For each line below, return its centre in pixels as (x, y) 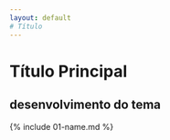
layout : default (40, 18)
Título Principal (69, 71)
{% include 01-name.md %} (62, 126)
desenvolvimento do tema (85, 105)
